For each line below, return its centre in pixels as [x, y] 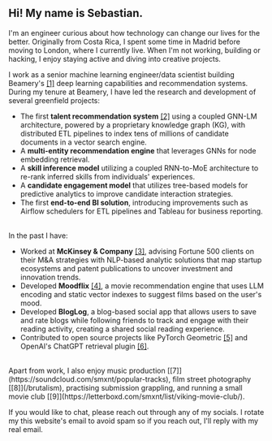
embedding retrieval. [55, 159]
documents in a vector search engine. [84, 142]
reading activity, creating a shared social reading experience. [122, 329]
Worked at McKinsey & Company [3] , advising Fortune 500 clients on [137, 251]
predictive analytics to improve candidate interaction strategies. [127, 193]
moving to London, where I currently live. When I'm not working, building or [135, 50]
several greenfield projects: [54, 100]
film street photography [212, 379]
